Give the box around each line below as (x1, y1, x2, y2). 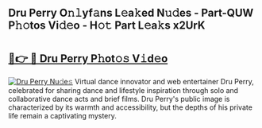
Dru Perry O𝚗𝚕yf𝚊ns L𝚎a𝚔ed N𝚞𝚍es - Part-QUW (8, 6, 254, 20)
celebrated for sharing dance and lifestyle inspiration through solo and (8, 86, 239, 95)
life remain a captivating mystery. (8, 111, 118, 120)
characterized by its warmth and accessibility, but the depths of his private (8, 103, 252, 112)
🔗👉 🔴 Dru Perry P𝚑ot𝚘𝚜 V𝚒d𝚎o (8, 52, 168, 65)
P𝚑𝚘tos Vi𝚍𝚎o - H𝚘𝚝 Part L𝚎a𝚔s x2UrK (8, 19, 206, 33)
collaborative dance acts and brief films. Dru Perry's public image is (8, 95, 230, 103)
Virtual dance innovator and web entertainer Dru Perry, (75, 77, 254, 86)
